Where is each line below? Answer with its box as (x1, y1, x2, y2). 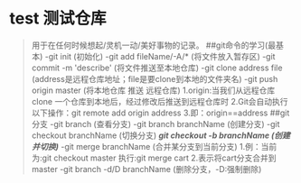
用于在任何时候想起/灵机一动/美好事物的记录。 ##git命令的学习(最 (31, 40, 277, 50)
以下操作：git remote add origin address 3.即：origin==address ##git (31, 107, 290, 118)
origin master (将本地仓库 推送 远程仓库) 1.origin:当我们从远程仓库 (31, 85, 276, 96)
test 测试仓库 (9, 8, 107, 29)
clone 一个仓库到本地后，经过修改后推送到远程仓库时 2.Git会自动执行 (31, 96, 288, 106)
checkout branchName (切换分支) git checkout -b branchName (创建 (31, 130, 291, 141)
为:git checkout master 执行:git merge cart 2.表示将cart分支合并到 (31, 152, 277, 163)
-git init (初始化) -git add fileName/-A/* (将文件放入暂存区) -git (44, 50, 276, 61)
